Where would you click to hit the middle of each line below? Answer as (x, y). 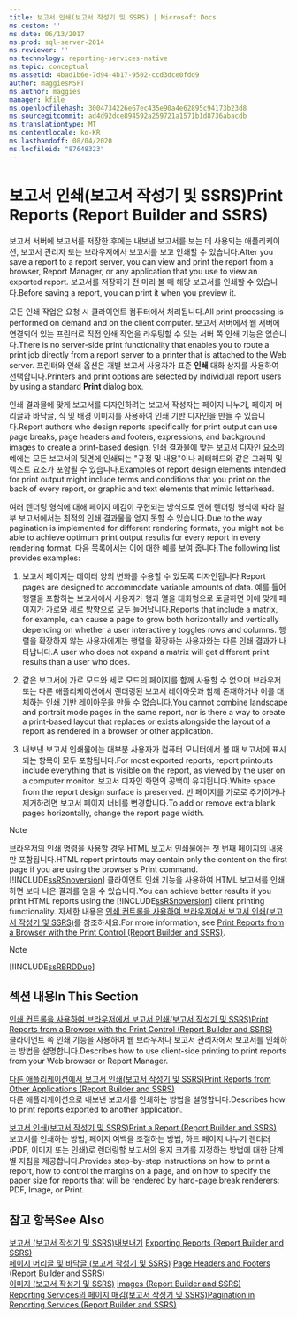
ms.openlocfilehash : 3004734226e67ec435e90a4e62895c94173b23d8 (128, 108)
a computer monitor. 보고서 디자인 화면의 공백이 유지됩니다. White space (148, 781)
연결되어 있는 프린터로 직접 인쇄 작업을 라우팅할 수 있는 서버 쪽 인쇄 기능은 (136, 334)
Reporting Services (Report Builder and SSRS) (93, 1305)
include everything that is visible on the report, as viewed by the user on (153, 770)
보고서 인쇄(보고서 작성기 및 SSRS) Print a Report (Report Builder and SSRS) (143, 1128)
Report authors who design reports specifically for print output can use (148, 427)
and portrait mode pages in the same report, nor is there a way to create (153, 712)
